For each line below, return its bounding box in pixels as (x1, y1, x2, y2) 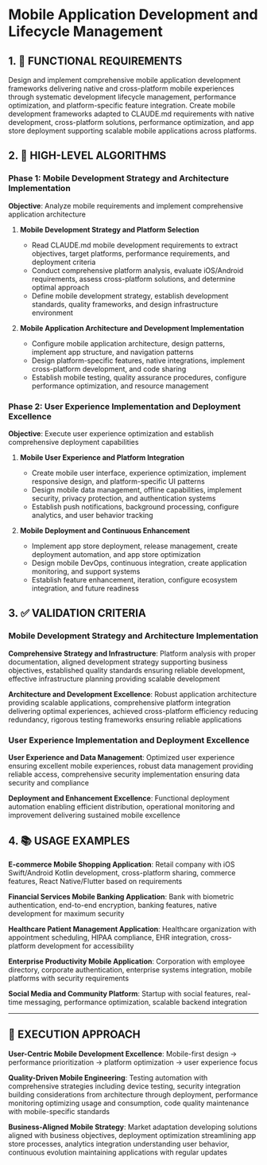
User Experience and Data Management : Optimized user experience (8, 752, 235, 762)
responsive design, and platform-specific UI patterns (31, 476, 205, 486)
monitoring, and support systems (31, 567, 141, 576)
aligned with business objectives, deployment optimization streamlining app (8, 1130, 257, 1140)
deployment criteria (31, 257, 96, 267)
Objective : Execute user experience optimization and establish (8, 428, 215, 438)
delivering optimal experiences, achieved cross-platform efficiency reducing (8, 706, 258, 715)
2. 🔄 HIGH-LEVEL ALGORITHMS (8, 149, 167, 162)
